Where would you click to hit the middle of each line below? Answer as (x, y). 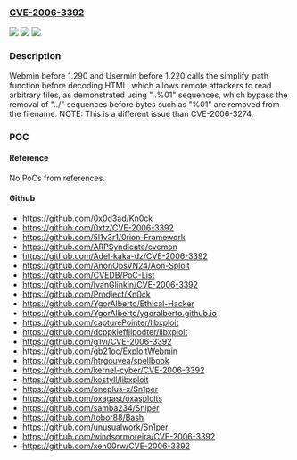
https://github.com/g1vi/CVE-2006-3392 (97, 341)
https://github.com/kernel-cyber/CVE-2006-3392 (113, 370)
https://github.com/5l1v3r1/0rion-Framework (103, 237)
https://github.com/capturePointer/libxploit (100, 322)
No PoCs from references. (57, 178)
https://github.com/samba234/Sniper (91, 407)
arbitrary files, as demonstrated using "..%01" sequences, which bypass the (148, 95)
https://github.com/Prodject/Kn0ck (87, 294)
